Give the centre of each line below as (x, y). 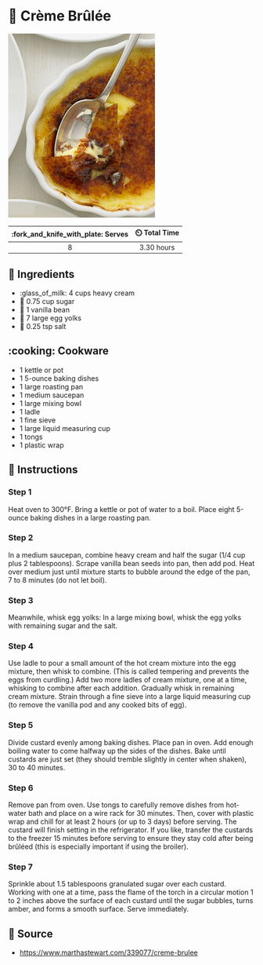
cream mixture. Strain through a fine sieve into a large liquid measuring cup (130, 696)
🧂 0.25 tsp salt (43, 326)
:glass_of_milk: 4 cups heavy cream (77, 293)
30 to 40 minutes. (37, 767)
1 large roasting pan (51, 386)
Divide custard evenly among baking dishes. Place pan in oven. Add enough (131, 742)
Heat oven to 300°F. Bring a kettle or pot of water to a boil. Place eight (121, 509)
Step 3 (21, 600)
